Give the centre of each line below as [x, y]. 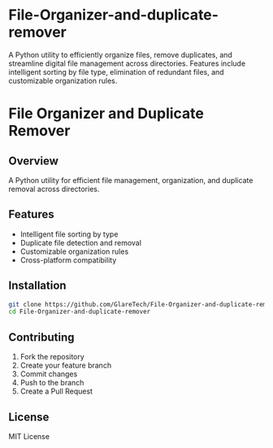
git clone [25, 304]
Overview [34, 161]
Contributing [41, 337]
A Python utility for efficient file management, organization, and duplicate [131, 180]
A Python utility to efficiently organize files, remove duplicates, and [121, 54]
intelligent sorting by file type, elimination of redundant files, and [117, 72]
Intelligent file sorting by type [69, 234]
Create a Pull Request [56, 391]
